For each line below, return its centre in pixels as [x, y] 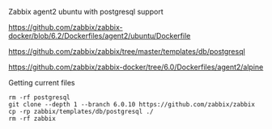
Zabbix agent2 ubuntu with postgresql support [86, 12]
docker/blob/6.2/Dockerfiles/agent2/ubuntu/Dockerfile [100, 36]
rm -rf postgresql [39, 98]
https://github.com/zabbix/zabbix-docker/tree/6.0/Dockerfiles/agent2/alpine [136, 67]
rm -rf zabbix [32, 119]
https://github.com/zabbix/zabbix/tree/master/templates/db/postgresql [127, 51]
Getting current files [42, 83]
